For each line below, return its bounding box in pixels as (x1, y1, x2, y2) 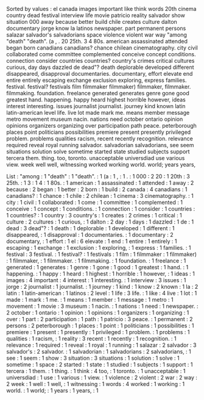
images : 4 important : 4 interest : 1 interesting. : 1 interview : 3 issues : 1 (6, 277, 186, 283)
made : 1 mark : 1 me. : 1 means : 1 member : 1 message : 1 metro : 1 (6, 296, 174, 303)
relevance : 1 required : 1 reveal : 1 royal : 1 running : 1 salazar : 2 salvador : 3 (6, 341, 197, 349)
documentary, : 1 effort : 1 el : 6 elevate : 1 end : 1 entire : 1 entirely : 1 (6, 238, 177, 245)
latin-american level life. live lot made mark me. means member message (6, 109, 190, 116)
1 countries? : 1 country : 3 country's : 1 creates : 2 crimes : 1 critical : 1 (6, 212, 183, 219)
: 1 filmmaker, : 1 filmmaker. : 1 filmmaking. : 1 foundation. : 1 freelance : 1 (6, 257, 186, 264)
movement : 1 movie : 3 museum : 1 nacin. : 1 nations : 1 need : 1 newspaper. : (6, 302, 199, 310)
